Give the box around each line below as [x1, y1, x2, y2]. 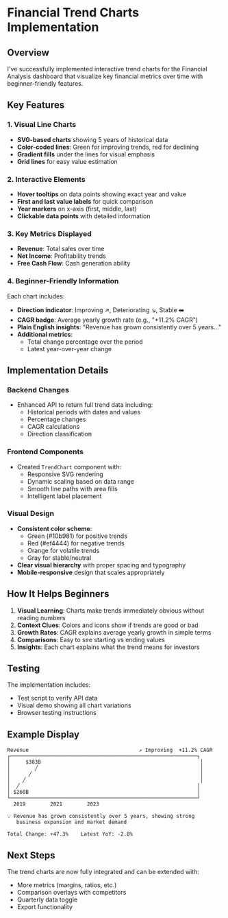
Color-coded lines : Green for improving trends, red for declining [16, 143, 199, 151]
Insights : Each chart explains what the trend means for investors [16, 643, 200, 651]
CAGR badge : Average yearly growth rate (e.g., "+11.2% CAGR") [16, 316, 199, 324]
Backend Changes [7, 385, 70, 395]
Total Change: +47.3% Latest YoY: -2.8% [7, 831, 134, 838]
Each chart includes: [7, 292, 65, 300]
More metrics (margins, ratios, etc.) [16, 881, 117, 889]
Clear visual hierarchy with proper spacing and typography [16, 561, 186, 569]
